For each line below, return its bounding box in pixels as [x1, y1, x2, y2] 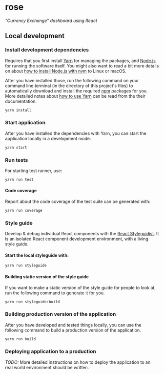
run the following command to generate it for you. [5, 290, 105, 296]
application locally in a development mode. [5, 135, 91, 141]
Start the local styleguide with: [5, 252, 69, 258]
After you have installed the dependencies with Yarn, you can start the [5, 130, 146, 136]
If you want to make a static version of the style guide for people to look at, [5, 285, 156, 290]
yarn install [5, 108, 32, 112]
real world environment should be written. [5, 364, 89, 370]
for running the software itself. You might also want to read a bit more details [5, 63, 159, 68]
